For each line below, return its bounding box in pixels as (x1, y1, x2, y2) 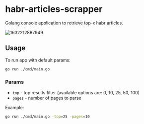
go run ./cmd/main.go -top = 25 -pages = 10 (5, 114, 90, 119)
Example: (5, 104, 24, 110)
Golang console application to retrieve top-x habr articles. (5, 20, 123, 26)
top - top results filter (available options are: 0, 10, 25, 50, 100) (12, 89, 140, 95)
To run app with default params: (5, 57, 71, 63)
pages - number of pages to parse (12, 95, 81, 101)
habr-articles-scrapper (5, 3, 103, 15)
